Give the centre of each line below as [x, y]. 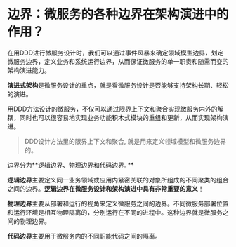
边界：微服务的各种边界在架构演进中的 [118, 14]
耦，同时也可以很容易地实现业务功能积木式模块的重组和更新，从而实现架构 [115, 117]
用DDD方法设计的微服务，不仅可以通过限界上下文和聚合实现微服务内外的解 [116, 109]
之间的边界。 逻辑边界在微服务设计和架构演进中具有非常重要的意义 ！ [106, 188]
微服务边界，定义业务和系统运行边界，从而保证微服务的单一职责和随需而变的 [118, 61]
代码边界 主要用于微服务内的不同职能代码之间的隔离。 [84, 236]
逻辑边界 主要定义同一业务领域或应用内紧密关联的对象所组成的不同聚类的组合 [118, 180]
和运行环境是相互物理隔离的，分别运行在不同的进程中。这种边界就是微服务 [115, 212]
